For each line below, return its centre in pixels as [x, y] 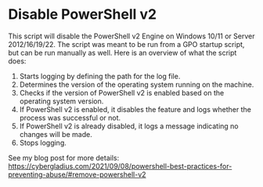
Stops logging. [43, 142]
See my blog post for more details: [64, 157]
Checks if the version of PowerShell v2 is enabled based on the [122, 92]
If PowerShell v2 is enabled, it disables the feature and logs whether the [135, 109]
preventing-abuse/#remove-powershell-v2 [77, 174]
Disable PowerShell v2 [83, 14]
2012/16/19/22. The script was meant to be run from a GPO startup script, [126, 44]
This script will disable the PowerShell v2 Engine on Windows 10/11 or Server [131, 36]
